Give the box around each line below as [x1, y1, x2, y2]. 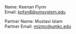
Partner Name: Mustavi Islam [4, 19, 63, 24]
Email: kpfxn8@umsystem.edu [4, 9, 66, 15]
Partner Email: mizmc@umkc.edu [4, 23, 71, 29]
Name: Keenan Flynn [4, 4, 47, 10]
